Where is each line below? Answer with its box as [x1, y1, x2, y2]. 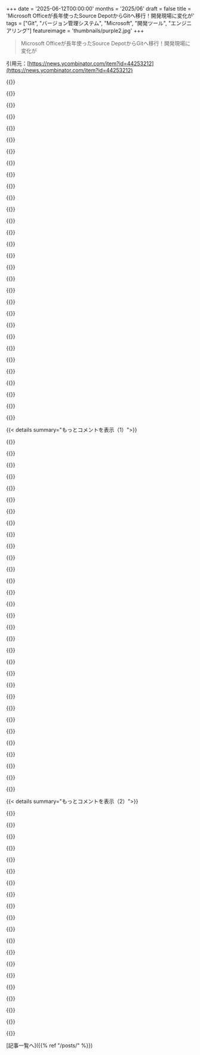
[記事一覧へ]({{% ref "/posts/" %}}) [6, 1042, 93, 1049]
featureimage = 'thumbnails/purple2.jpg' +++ [32, 27, 144, 34]
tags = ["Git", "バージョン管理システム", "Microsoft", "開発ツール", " [6, 20, 171, 26]
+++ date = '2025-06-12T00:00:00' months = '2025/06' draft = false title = [6, 5, 192, 12]
